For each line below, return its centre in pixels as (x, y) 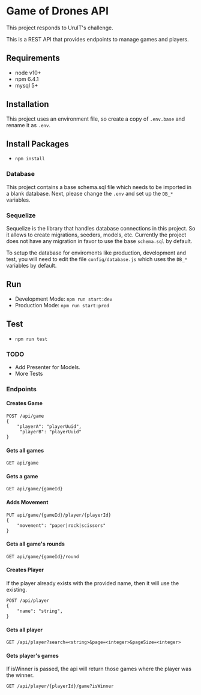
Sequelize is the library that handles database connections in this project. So (101, 228)
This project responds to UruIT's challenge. (60, 28)
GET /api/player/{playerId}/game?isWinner (60, 686)
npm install (30, 159)
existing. (17, 590)
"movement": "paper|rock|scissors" (61, 525)
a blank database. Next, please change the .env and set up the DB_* (90, 193)
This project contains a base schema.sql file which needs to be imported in (99, 187)
